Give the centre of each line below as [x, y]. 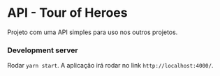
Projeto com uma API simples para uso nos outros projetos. [93, 32]
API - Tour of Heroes [67, 13]
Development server [43, 50]
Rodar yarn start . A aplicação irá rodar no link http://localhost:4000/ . [110, 66]
